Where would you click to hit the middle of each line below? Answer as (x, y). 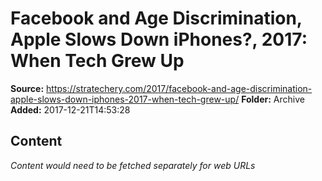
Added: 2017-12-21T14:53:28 (70, 109)
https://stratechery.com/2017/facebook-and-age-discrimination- (179, 88)
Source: (27, 88)
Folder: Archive (273, 99)
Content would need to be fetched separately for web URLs (133, 165)
